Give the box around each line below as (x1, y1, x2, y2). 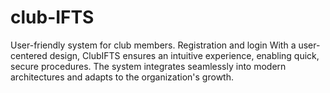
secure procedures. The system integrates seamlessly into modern (10, 60, 287, 72)
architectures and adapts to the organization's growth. (10, 71, 234, 83)
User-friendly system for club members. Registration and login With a (10, 39, 297, 51)
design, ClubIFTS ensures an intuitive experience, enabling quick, (49, 49, 320, 61)
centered (10, 49, 48, 61)
